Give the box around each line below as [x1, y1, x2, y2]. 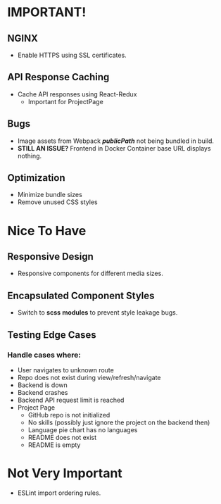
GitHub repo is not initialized [27, 410, 110, 419]
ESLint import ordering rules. [17, 489, 101, 497]
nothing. [17, 151, 42, 160]
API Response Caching [7, 71, 110, 83]
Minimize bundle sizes [17, 191, 82, 199]
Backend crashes [17, 388, 68, 396]
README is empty [27, 441, 81, 449]
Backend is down [17, 381, 68, 389]
